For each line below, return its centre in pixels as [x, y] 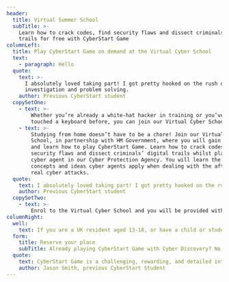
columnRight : [25, 217]
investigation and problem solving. [77, 90]
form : [21, 236]
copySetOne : [30, 103]
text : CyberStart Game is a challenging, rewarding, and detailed [115, 261]
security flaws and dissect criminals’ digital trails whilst [121, 154]
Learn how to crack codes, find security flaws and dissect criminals [121, 33]
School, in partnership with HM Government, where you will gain [126, 141]
